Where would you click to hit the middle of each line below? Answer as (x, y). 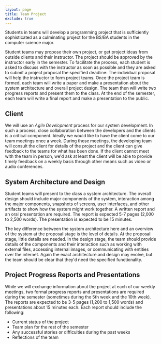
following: (15, 312)
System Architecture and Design (55, 182)
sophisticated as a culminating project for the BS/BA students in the (72, 37)
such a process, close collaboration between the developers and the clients (80, 131)
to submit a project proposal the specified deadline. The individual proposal (80, 73)
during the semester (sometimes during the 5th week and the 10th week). (78, 297)
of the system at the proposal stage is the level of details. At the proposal (78, 234)
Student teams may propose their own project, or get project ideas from (77, 52)
